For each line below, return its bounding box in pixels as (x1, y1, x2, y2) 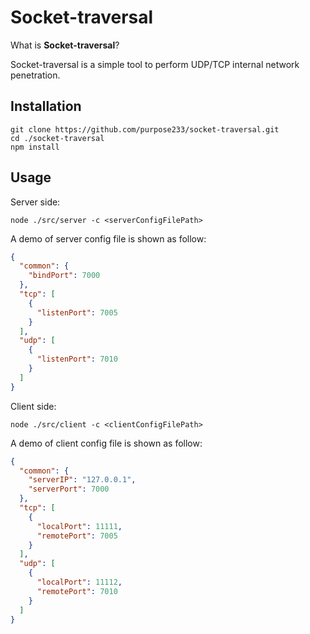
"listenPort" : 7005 (36, 307, 118, 318)
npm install (10, 142, 60, 152)
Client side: (10, 400, 57, 412)
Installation (10, 98, 82, 115)
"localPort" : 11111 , (36, 521, 123, 531)
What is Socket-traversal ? (10, 39, 120, 51)
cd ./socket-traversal (10, 133, 105, 143)
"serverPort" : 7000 (28, 484, 110, 495)
